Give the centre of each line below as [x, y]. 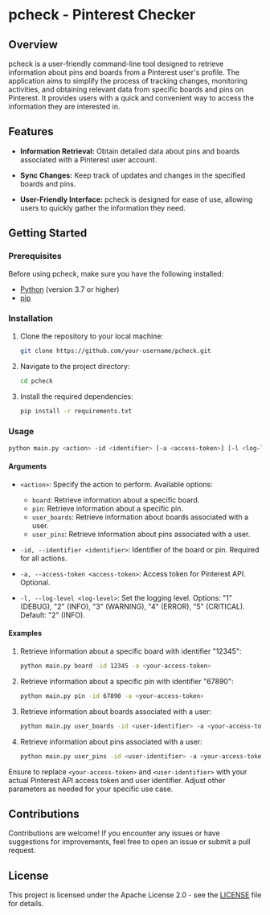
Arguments [28, 466]
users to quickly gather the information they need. [103, 207]
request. [22, 851]
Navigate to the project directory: [75, 366]
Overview [33, 45]
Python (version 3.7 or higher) [70, 289]
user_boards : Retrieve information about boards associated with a [140, 517]
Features [31, 131]
